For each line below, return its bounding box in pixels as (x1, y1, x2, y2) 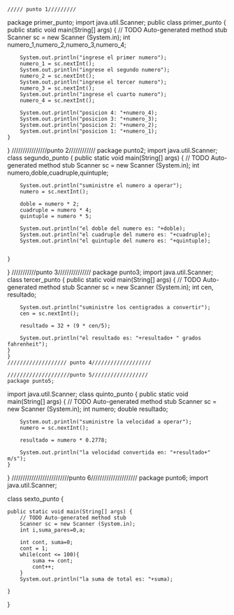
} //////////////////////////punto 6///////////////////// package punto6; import (7, 473, 208, 482)
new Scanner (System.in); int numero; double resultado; (7, 405, 168, 413)
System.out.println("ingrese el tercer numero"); (20, 79, 168, 86)
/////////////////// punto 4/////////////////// (7, 359, 152, 366)
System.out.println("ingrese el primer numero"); (20, 54, 168, 61)
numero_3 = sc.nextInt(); (20, 85, 96, 92)
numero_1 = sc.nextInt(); (20, 60, 96, 67)
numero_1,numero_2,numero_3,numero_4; (7, 41, 127, 48)
